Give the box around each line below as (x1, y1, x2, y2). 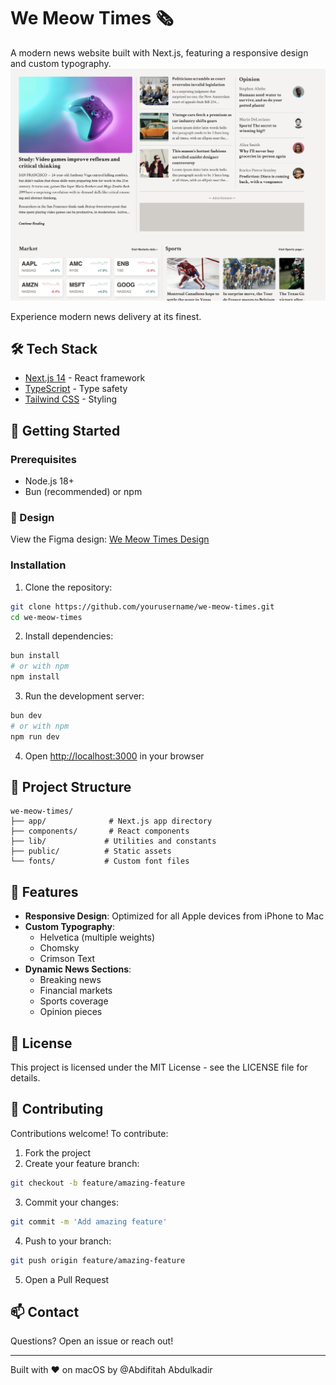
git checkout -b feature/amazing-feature (10, 1178, 186, 1188)
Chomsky (39, 942, 80, 954)
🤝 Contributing (10, 1101, 104, 1118)
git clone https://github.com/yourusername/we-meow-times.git (10, 601, 275, 612)
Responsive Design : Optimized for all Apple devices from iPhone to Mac (24, 910, 325, 922)
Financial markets (39, 985, 113, 997)
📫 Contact (10, 1303, 80, 1320)
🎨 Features (10, 883, 79, 900)
